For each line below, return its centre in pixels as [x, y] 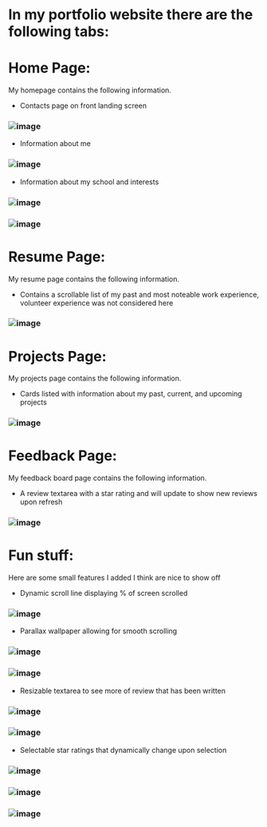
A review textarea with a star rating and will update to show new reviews [138, 494]
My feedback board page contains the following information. [108, 478]
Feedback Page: [63, 456]
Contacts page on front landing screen [83, 106]
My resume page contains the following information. [94, 279]
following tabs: [59, 32]
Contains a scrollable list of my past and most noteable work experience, [139, 294]
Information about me [55, 144]
